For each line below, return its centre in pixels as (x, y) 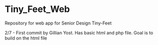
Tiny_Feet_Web (37, 9)
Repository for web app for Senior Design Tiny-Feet (58, 23)
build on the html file (26, 38)
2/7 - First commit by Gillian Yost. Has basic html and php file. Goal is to (79, 32)
